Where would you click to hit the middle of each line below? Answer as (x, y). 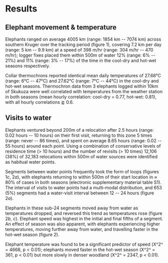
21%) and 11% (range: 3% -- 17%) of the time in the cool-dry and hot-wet (81, 60)
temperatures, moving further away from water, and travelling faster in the (82, 229)
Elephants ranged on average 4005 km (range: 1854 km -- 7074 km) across (83, 39)
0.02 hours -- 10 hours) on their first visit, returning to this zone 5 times (79, 135)
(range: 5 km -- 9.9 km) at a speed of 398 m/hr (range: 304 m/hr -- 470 (79, 50)
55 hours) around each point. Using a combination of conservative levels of (83, 146)
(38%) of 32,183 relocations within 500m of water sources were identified (81, 156)
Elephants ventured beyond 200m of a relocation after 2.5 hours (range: (79, 130)
